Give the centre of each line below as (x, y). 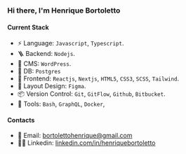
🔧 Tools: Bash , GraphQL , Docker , (61, 104)
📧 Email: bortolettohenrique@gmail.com (75, 136)
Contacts (21, 120)
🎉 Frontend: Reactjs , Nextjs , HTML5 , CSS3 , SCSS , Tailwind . (98, 78)
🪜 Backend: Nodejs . (46, 54)
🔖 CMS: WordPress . (44, 64)
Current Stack (28, 27)
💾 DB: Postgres (39, 71)
